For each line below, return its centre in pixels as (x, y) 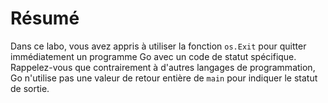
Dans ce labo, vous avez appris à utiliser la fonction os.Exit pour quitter (158, 46)
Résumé (45, 18)
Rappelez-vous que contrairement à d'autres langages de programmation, (163, 67)
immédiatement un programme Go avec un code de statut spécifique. (153, 56)
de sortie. (30, 88)
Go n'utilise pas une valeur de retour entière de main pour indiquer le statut (164, 78)
